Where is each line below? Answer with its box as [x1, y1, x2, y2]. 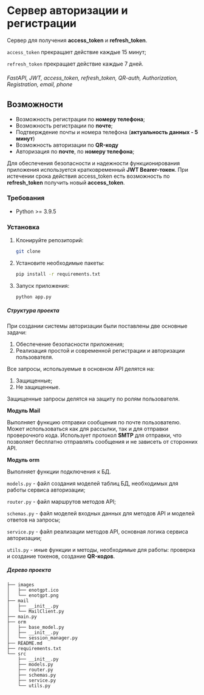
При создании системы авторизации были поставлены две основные [7, 322, 188, 330]
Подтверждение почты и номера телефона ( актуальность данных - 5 [15, 128, 199, 135]
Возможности [7, 100, 63, 110]
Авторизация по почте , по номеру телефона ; [15, 147, 135, 155]
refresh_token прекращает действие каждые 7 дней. [7, 60, 144, 67]
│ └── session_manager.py [7, 635, 78, 641]
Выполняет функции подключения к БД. [7, 468, 111, 475]
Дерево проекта [7, 566, 51, 574]
